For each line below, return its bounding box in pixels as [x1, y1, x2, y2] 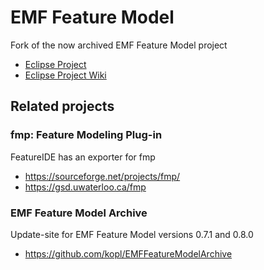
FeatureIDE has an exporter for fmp [10, 151, 156, 163]
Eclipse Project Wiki [24, 69, 107, 81]
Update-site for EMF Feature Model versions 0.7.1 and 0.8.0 [10, 228, 254, 240]
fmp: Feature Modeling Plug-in [10, 128, 163, 142]
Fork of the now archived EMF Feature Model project [10, 39, 228, 51]
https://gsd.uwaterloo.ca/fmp [24, 181, 147, 193]
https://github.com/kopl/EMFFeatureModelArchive [24, 247, 233, 260]
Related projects [10, 98, 115, 115]
